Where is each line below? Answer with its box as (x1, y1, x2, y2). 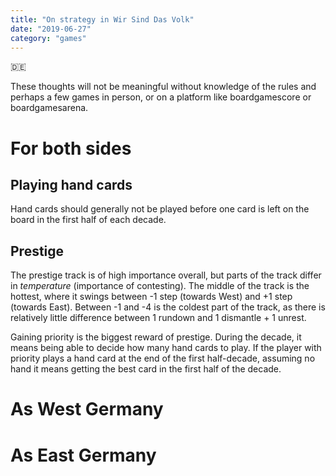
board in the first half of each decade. (10, 214, 167, 226)
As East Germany (10, 444, 157, 466)
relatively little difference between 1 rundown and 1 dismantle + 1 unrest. (10, 312, 307, 324)
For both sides (10, 137, 132, 160)
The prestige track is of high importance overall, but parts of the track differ (10, 269, 322, 281)
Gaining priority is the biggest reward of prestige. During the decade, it (10, 331, 302, 343)
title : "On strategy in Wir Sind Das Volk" (10, 14, 195, 25)
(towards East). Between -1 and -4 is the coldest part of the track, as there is (10, 301, 326, 313)
